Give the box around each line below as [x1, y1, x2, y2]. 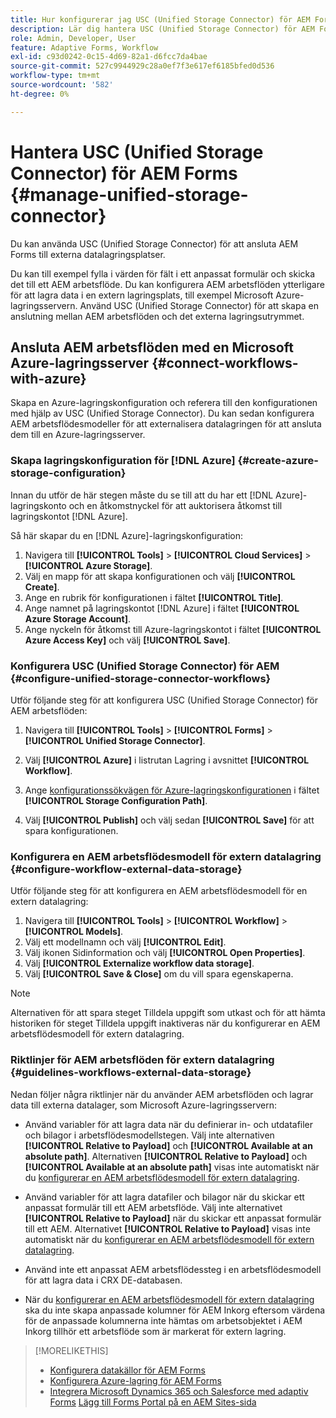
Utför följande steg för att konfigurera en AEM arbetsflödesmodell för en [10, 885, 308, 897]
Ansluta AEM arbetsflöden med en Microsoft [10, 339, 294, 356]
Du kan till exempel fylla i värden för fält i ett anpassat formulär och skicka [10, 267, 316, 280]
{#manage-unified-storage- [10, 183, 249, 206]
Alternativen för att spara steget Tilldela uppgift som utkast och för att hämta [10, 1007, 326, 1019]
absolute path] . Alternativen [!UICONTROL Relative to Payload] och [24, 1150, 308, 1162]
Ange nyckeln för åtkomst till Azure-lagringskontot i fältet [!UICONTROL [24, 623, 322, 635]
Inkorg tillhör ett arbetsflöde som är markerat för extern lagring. [24, 1325, 287, 1337]
